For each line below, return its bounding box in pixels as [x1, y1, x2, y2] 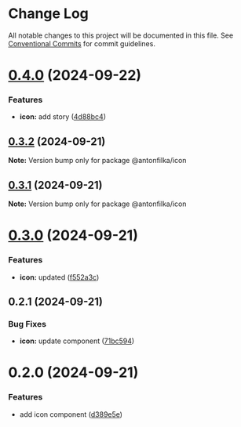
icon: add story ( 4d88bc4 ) [19, 112, 106, 121]
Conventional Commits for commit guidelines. [8, 38, 155, 48]
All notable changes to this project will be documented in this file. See [8, 31, 234, 40]
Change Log [8, 5, 89, 23]
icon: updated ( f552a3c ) [19, 272, 100, 282]
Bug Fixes [8, 318, 47, 329]
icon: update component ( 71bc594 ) [19, 336, 135, 346]
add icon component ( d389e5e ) [19, 409, 123, 419]
